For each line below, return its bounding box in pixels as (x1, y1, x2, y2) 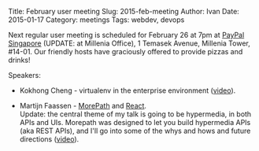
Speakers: (8, 71, 41, 79)
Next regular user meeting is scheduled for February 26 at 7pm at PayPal (8, 31, 245, 39)
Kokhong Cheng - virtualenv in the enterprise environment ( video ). (19, 86, 236, 95)
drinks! (8, 55, 31, 64)
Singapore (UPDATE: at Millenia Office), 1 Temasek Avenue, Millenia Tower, (8, 39, 250, 48)
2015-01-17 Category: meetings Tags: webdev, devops (8, 15, 185, 24)
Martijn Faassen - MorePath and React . (19, 101, 147, 110)
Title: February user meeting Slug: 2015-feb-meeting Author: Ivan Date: (8, 7, 240, 16)
